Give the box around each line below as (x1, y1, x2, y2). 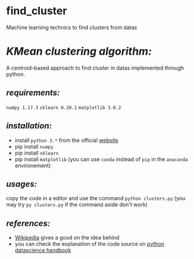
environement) (14, 162, 51, 169)
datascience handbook (14, 247, 71, 254)
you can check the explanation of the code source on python (14, 241, 165, 248)
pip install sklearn (14, 149, 59, 156)
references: (6, 218, 51, 228)
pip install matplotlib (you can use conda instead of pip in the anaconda (14, 156, 189, 163)
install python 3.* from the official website (14, 137, 118, 144)
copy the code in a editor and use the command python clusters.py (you (6, 195, 186, 202)
